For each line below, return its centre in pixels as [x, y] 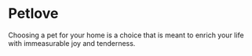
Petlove [33, 14]
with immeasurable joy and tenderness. [72, 43]
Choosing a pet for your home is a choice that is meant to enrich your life [126, 35]
